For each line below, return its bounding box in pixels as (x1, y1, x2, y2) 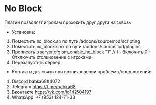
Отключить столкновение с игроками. (11, 54, 93, 60)
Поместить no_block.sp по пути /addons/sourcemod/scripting (11, 38, 140, 44)
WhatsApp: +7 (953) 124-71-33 (11, 94, 75, 100)
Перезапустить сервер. (11, 59, 62, 65)
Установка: (11, 29, 35, 35)
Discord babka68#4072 (11, 78, 60, 84)
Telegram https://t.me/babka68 (11, 83, 76, 89)
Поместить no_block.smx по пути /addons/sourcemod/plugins (11, 43, 141, 49)
